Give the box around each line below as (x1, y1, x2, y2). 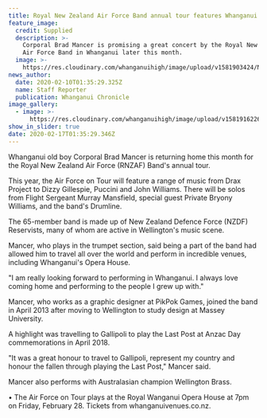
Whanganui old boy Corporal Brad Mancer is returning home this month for (8, 152, 254, 162)
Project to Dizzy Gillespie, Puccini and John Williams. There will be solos (8, 184, 246, 193)
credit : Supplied (15, 26, 73, 34)
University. (8, 314, 44, 323)
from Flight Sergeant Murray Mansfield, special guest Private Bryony (8, 193, 233, 202)
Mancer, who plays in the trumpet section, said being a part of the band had (8, 240, 257, 250)
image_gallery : (8, 100, 59, 108)
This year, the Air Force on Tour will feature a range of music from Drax (8, 176, 241, 186)
